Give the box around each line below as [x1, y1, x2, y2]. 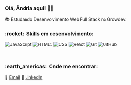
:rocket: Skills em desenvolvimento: [5, 30, 94, 37]
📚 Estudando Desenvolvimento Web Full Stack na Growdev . [5, 16, 127, 22]
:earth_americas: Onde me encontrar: [5, 63, 98, 70]
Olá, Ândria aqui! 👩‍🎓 [5, 5, 54, 12]
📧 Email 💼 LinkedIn [5, 74, 43, 80]
